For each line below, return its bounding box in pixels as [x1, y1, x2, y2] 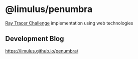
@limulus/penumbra [5, 3, 93, 15]
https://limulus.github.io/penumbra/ [5, 47, 79, 53]
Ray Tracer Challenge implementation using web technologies [5, 20, 133, 26]
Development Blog [5, 34, 64, 43]
